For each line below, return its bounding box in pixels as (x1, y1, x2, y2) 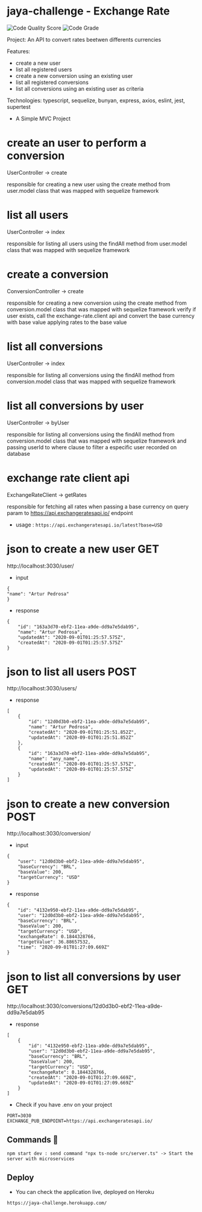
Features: (7, 47, 31, 55)
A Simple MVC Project (15, 115, 71, 122)
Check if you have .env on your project (15, 1101, 112, 1109)
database (7, 450, 31, 457)
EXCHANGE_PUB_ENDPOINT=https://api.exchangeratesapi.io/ (7, 1118, 153, 1124)
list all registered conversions (15, 79, 89, 86)
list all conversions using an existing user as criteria (15, 85, 144, 92)
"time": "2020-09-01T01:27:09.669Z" (17, 944, 110, 950)
